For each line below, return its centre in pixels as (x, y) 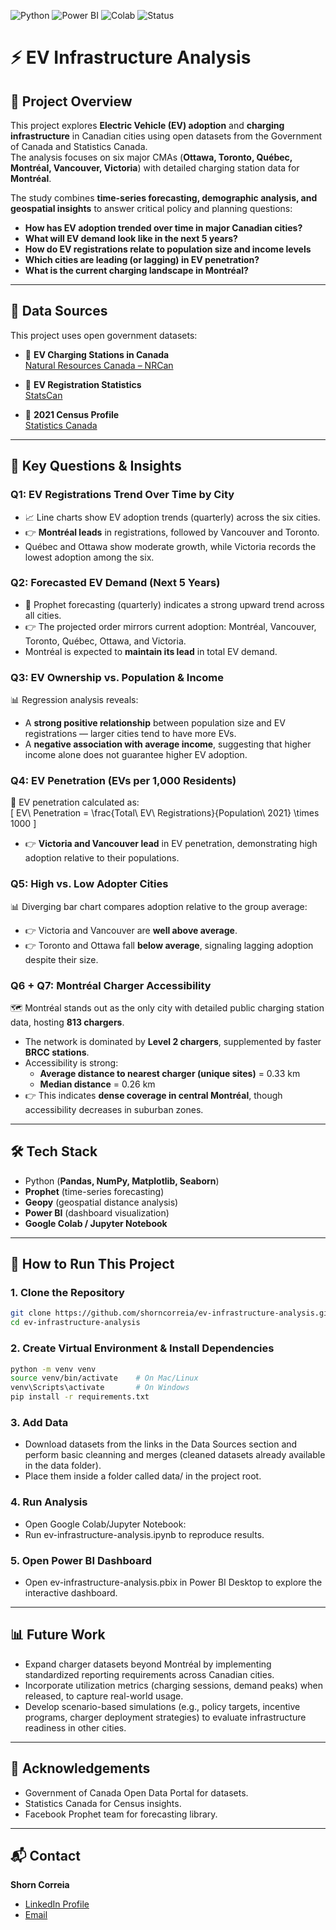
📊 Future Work (58, 1635)
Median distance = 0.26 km (97, 1084)
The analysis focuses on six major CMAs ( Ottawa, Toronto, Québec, (151, 157)
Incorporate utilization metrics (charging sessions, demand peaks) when (173, 1685)
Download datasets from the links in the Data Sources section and (161, 1444)
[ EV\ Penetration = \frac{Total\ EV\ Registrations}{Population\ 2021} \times (165, 813)
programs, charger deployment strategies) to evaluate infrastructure (165, 1717)
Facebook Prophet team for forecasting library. (121, 1814)
